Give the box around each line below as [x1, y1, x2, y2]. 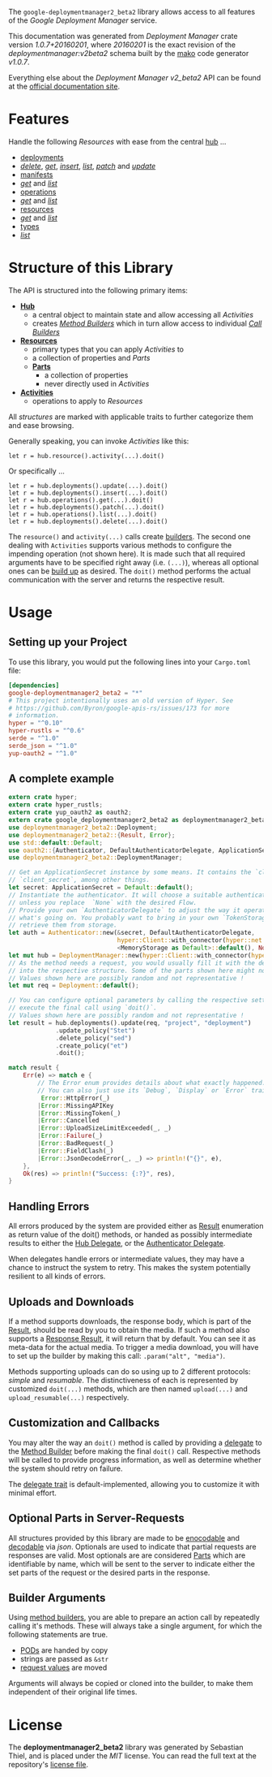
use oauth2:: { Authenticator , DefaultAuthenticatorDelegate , [8, 846, 216, 854]
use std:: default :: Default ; [8, 838, 104, 847]
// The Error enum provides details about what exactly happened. [37, 1079, 266, 1087]
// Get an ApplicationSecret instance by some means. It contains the [8, 868, 252, 876]
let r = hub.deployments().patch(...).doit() [8, 503, 164, 511]
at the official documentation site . [8, 81, 120, 91]
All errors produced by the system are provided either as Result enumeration [8, 1221, 264, 1231]
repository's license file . [8, 1760, 89, 1770]
